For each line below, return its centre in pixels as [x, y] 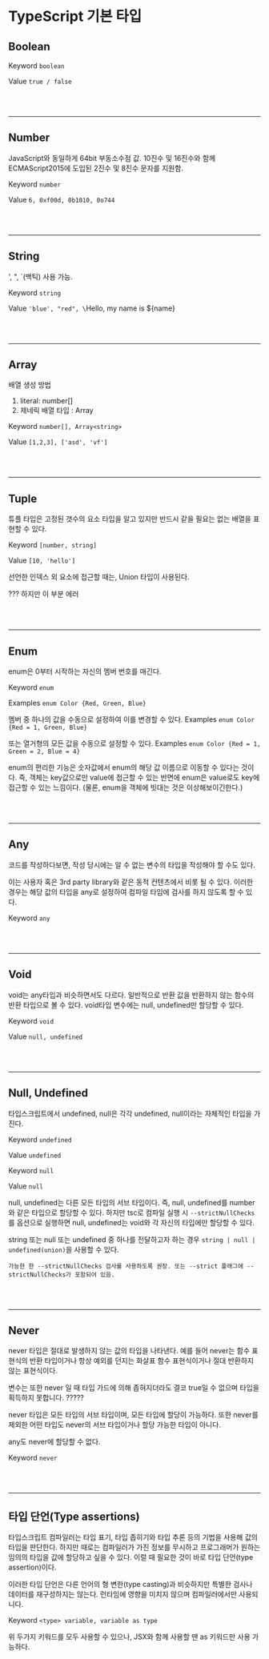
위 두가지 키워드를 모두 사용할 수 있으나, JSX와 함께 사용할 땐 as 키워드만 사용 [129, 1637]
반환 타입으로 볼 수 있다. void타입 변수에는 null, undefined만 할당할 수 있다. [126, 1004]
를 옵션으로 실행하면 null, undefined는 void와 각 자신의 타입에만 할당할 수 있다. [131, 1222]
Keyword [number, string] [53, 545]
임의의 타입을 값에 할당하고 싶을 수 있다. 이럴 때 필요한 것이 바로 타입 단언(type [131, 1557]
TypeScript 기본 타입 [75, 16]
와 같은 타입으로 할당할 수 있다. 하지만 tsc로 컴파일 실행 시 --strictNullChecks [132, 1212]
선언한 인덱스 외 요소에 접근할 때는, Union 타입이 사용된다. [99, 577]
